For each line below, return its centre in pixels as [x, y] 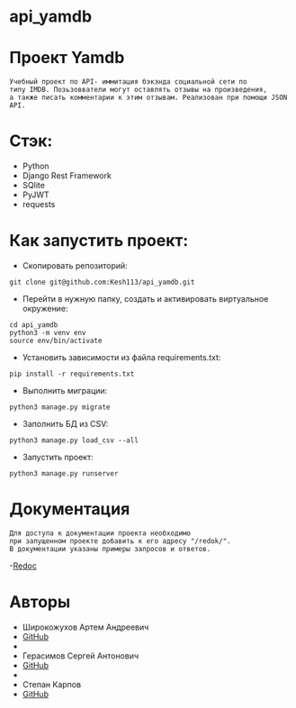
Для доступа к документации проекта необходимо [100, 533]
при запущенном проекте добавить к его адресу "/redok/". [120, 541]
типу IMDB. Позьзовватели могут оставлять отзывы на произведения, [139, 90]
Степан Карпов [52, 684]
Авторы [40, 602]
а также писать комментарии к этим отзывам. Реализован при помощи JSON [148, 98]
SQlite [33, 186]
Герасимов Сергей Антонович [81, 656]
